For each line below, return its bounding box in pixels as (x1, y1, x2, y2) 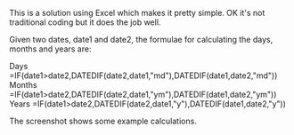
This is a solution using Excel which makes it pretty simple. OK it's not (9, 8, 265, 18)
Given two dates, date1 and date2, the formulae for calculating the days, (9, 35, 274, 44)
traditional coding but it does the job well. (9, 17, 161, 28)
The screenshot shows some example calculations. (9, 115, 198, 126)
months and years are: (9, 44, 92, 54)
